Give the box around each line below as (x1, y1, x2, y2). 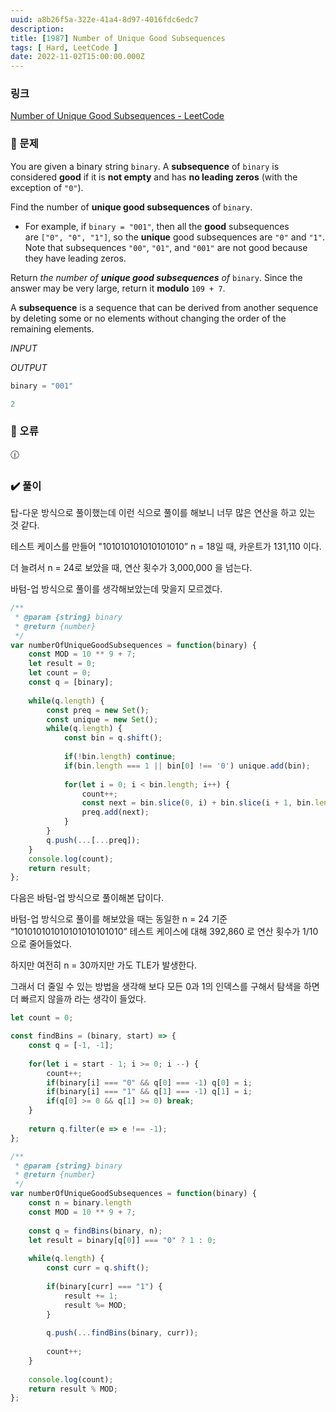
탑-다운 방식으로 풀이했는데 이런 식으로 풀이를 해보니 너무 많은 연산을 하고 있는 (10, 507, 316, 519)
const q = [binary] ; (28, 677, 114, 688)
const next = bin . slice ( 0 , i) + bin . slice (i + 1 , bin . (81, 798, 315, 808)
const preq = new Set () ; (46, 705, 150, 715)
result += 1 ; (63, 1291, 118, 1301)
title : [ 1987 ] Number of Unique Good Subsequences (10, 33, 226, 43)
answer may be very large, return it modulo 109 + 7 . (10, 282, 226, 294)
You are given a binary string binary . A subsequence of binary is (10, 160, 280, 172)
